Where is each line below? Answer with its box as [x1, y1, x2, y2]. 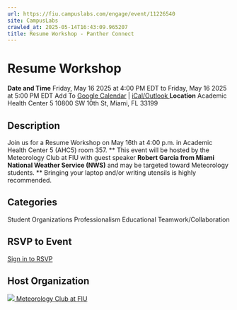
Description [7, 120, 60, 132]
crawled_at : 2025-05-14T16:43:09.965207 [7, 23, 129, 30]
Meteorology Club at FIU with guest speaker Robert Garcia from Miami [7, 154, 214, 161]
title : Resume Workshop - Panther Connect [7, 30, 134, 38]
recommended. [7, 176, 52, 184]
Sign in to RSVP [7, 254, 53, 263]
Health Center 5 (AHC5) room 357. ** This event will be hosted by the [7, 146, 210, 154]
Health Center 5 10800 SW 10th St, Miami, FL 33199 [7, 99, 158, 108]
